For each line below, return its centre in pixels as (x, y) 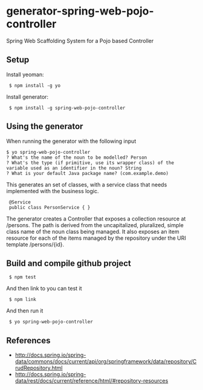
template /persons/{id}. (35, 244)
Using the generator (45, 126)
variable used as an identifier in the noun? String (74, 168)
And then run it (25, 311)
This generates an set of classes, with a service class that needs (87, 184)
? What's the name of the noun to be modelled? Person (77, 157)
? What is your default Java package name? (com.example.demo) (88, 173)
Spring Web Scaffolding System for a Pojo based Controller (80, 41)
